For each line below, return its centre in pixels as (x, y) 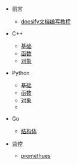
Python (21, 73)
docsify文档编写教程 (46, 22)
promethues (36, 156)
